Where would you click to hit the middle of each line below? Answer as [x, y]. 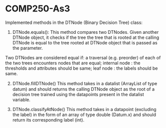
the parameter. [27, 48]
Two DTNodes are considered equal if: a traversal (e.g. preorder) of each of [83, 57]
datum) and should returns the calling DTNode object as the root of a [83, 89]
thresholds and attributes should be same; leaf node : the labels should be [82, 68]
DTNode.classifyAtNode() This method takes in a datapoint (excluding [84, 109]
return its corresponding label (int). [48, 120]
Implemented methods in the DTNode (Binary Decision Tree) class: [74, 22]
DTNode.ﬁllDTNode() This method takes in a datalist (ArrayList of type [85, 83]
